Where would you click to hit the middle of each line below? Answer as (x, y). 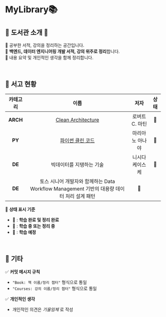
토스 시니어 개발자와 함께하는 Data (77, 181)
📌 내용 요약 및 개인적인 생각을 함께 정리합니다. (49, 58)
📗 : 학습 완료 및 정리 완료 (36, 220)
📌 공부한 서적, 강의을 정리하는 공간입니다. (45, 45)
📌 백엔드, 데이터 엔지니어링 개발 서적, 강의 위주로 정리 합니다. (62, 51)
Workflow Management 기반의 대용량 (72, 188)
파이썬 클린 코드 (77, 140)
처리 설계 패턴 (80, 196)
